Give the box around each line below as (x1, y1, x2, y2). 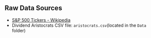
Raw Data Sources (4, 4, 62, 12)
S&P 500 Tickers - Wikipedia (11, 17, 71, 23)
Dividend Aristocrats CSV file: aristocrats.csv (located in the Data (11, 22, 147, 28)
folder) (11, 27, 26, 34)
